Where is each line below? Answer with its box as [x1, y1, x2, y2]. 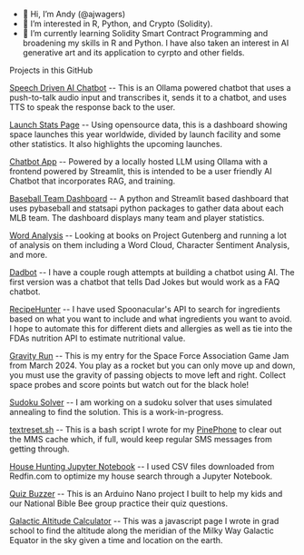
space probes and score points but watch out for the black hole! [9, 380, 250, 390]
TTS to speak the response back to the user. [9, 102, 175, 113]
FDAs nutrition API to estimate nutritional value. [9, 332, 186, 343]
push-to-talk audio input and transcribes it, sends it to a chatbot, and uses [9, 92, 288, 103]
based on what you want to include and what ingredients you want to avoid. [9, 313, 292, 324]
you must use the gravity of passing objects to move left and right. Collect [9, 370, 286, 381]
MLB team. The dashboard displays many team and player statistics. [9, 213, 265, 223]
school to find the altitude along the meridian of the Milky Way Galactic [9, 525, 274, 536]
